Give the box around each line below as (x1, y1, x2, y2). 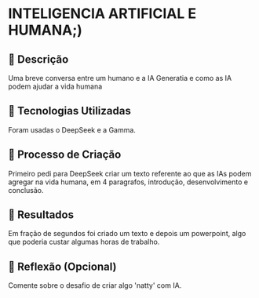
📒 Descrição (8, 53, 69, 66)
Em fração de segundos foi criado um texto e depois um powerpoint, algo (8, 229, 246, 238)
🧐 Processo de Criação (8, 148, 122, 162)
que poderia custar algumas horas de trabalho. (8, 237, 160, 247)
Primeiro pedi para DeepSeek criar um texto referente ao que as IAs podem (8, 169, 252, 178)
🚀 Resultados (8, 209, 75, 222)
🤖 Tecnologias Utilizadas (8, 104, 131, 118)
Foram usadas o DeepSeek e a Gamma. (8, 125, 136, 134)
